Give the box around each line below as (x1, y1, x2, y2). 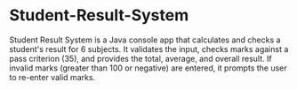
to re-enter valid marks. (9, 71, 96, 82)
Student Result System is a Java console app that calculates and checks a (9, 34, 281, 45)
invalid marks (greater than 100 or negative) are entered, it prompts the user (9, 63, 287, 73)
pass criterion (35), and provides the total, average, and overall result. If (9, 53, 273, 64)
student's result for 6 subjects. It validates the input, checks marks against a (9, 43, 289, 54)
